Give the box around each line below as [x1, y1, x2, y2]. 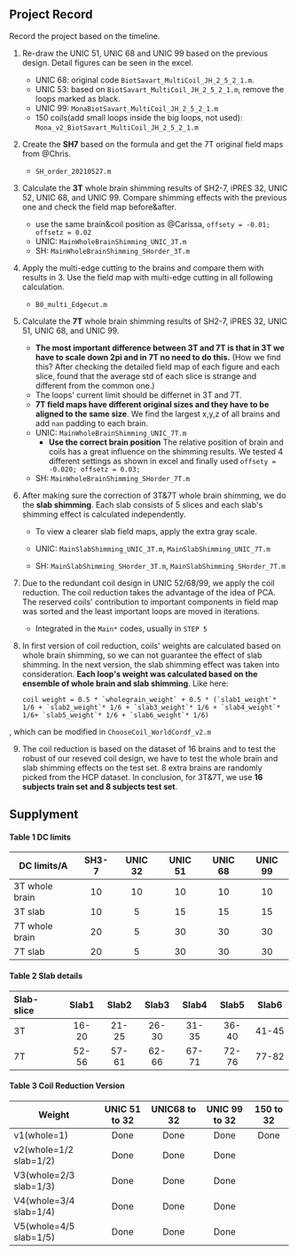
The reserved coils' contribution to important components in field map [21, 596, 279, 607]
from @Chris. [21, 148, 71, 159]
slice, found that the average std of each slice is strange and [35, 370, 257, 381]
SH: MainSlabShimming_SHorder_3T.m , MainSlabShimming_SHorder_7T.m [35, 560, 286, 571]
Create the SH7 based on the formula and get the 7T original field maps [21, 138, 284, 149]
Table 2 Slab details [9, 971, 83, 981]
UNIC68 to [151, 1102, 197, 1115]
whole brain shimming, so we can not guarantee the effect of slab [21, 650, 263, 660]
